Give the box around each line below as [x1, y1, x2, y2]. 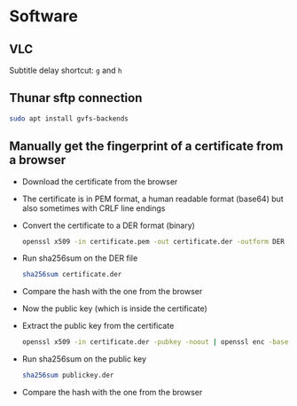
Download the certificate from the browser [21, 176, 178, 187]
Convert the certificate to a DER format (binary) [21, 220, 195, 230]
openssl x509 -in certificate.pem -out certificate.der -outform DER [21, 237, 285, 246]
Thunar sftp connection [9, 90, 143, 105]
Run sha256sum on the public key [21, 354, 147, 364]
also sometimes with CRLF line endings [21, 202, 166, 214]
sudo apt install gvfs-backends [9, 113, 129, 123]
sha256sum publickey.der [21, 371, 114, 380]
